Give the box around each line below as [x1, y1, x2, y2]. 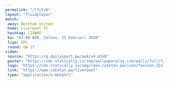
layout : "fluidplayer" [5, 12, 53, 17]
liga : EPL [7, 40, 28, 45]
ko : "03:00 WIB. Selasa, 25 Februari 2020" [7, 35, 100, 40]
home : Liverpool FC [7, 26, 49, 31]
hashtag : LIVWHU [7, 30, 42, 35]
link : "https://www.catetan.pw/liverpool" [7, 68, 98, 73]
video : [5, 49, 19, 54]
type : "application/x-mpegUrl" [7, 72, 73, 77]
